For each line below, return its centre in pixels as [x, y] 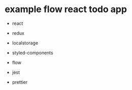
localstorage [25, 43]
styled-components [33, 53]
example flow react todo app [66, 9]
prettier [20, 82]
